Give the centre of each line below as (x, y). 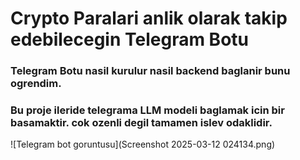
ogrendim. (36, 84)
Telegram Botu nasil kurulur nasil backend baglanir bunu (150, 71)
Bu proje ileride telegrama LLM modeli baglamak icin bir (147, 110)
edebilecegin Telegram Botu (129, 39)
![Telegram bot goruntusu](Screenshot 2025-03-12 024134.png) (143, 144)
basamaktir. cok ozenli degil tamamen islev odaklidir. (141, 123)
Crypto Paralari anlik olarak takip (149, 18)
